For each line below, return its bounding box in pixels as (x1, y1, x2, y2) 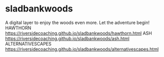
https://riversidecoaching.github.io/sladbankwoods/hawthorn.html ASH (5, 30, 152, 36)
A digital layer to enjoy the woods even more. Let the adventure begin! (5, 19, 150, 25)
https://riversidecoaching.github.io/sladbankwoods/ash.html (5, 35, 130, 41)
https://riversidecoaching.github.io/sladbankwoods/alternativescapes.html (5, 46, 159, 52)
